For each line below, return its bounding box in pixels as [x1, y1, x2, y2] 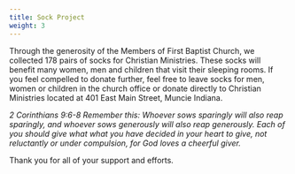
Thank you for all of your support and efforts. [9, 155, 175, 165]
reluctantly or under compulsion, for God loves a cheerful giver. [9, 138, 241, 148]
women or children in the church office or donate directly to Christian [9, 83, 261, 94]
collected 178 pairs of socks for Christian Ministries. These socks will [9, 55, 261, 65]
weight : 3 [9, 21, 46, 30]
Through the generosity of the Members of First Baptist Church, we [9, 45, 255, 56]
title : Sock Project [9, 12, 86, 22]
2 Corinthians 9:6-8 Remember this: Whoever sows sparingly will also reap [9, 110, 283, 120]
